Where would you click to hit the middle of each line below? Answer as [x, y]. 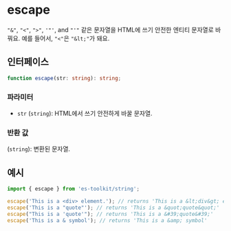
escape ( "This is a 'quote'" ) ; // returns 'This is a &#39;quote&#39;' [110, 214]
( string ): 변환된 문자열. [39, 149]
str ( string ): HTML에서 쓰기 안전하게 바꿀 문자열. [85, 113]
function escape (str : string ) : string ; [64, 78]
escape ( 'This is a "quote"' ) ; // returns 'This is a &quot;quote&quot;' [113, 208]
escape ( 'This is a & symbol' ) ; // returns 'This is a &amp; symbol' [107, 220]
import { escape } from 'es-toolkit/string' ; [73, 189]
